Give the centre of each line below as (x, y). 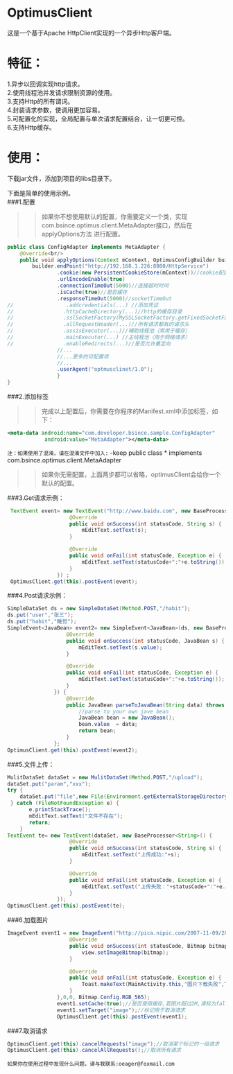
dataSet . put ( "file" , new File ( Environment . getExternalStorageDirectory (124, 797)
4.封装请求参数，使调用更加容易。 (55, 110)
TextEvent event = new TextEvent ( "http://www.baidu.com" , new (100, 511)
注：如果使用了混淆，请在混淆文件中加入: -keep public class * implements (105, 453)
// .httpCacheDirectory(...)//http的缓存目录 (95, 311)
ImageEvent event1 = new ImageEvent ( (62, 933)
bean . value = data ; (108, 725)
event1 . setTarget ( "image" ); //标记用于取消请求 (121, 1010)
